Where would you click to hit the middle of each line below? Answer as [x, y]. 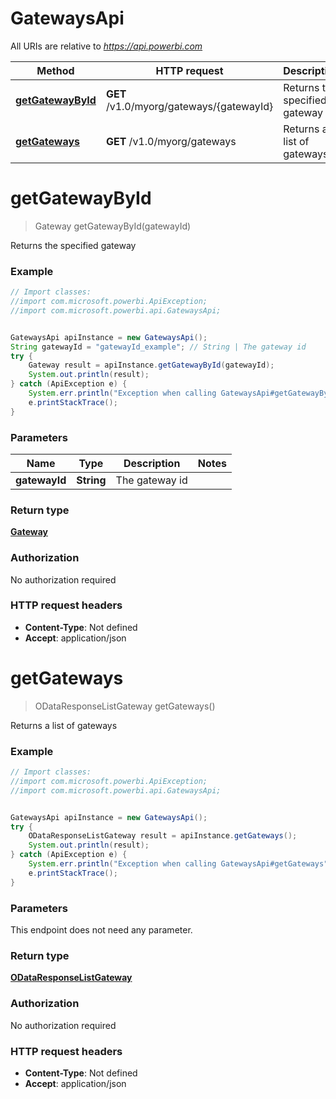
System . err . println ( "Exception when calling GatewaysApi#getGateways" [178, 864]
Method [55, 70]
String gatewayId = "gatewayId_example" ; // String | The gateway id [158, 347]
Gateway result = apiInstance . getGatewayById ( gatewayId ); [151, 365]
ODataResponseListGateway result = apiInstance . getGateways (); [163, 836]
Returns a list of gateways [64, 725]
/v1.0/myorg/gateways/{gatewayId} [189, 106]
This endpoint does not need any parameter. [101, 930]
